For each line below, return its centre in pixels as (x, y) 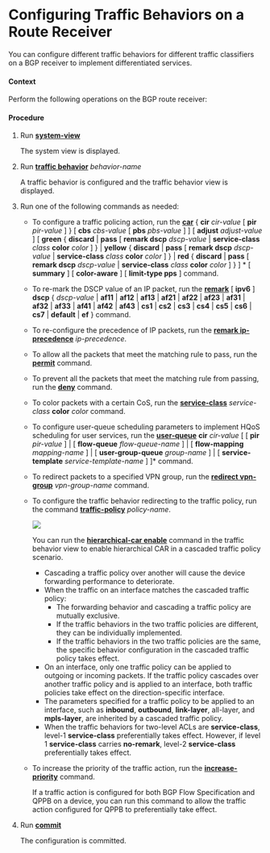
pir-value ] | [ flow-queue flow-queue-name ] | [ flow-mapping (138, 444)
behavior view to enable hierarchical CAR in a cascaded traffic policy (146, 549)
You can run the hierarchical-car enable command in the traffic (138, 540)
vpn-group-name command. (102, 486)
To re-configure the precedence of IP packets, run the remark (135, 330)
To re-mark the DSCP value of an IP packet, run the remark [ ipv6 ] (143, 289)
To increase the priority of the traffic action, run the (117, 768)
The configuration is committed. (73, 841)
